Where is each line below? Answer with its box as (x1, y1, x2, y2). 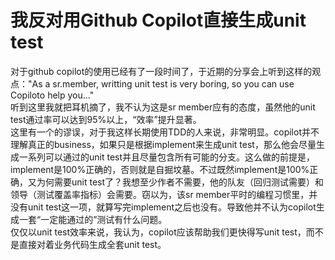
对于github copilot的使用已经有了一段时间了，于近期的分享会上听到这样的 (10, 65, 313, 77)
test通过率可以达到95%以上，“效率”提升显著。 (10, 113, 202, 125)
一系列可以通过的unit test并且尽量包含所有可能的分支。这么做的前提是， (18, 151, 316, 163)
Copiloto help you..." (10, 89, 95, 101)
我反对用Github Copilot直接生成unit (10, 9, 307, 32)
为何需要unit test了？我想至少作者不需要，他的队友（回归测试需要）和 (36, 176, 325, 188)
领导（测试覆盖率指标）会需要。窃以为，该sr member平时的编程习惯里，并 (10, 188, 318, 200)
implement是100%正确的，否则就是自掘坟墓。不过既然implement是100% (10, 163, 310, 175)
